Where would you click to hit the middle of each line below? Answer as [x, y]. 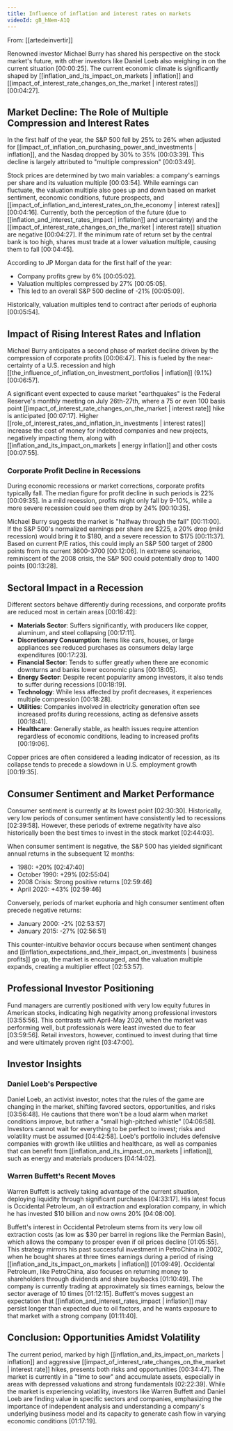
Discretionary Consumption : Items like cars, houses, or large [106, 640]
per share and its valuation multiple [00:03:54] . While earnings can [103, 183]
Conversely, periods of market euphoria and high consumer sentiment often [116, 903]
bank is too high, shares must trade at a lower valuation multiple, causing [112, 242]
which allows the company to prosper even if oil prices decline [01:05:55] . [113, 1242]
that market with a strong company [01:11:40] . [72, 1316]
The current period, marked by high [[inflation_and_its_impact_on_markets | [115, 1354]
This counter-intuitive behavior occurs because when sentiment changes [112, 945]
